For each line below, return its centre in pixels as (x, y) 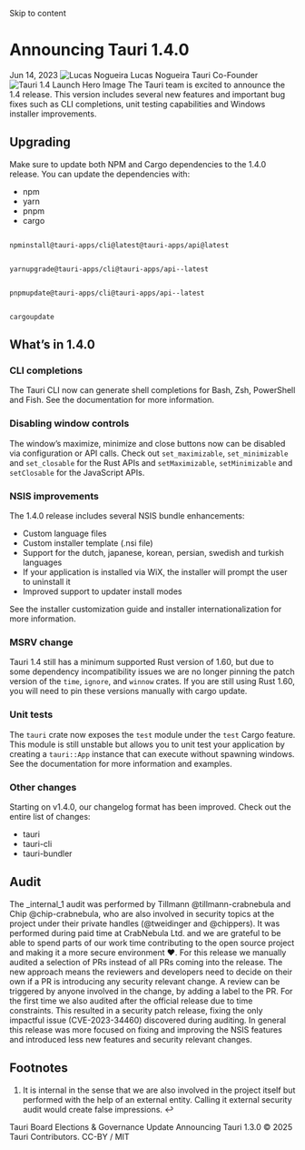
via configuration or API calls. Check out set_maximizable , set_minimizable (149, 453)
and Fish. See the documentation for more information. (112, 400)
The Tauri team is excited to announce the (207, 85)
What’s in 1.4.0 (52, 345)
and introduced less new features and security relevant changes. (131, 1039)
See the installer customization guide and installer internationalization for (146, 610)
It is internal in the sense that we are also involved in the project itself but (159, 1090)
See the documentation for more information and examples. (121, 763)
